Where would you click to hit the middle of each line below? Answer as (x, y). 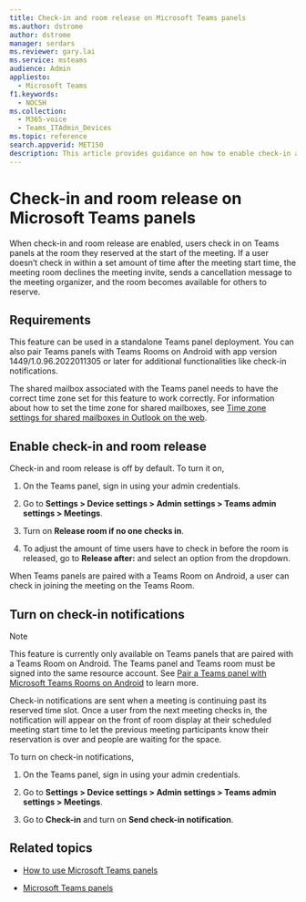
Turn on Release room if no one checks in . (103, 531)
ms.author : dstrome (46, 26)
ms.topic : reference (49, 137)
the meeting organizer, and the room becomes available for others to (138, 282)
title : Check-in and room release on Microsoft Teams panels (128, 18)
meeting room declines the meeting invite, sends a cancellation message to (151, 272)
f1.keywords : (34, 94)
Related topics (51, 848)
